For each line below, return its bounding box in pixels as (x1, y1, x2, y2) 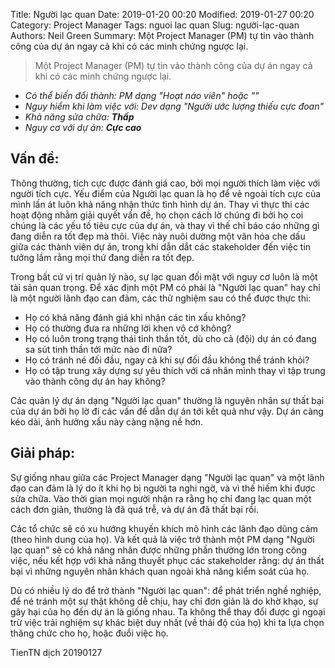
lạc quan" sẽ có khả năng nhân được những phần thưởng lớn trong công (10, 544, 307, 556)
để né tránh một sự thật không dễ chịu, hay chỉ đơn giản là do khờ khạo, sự (10, 595, 319, 607)
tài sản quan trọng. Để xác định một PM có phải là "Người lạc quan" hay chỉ (10, 281, 321, 293)
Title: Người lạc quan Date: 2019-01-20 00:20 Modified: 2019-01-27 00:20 (10, 9, 315, 20)
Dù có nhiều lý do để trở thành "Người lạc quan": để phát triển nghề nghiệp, (10, 584, 322, 596)
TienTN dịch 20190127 (10, 646, 103, 658)
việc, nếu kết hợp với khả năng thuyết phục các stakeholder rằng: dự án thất (10, 554, 325, 566)
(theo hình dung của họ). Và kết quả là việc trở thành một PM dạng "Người (10, 533, 315, 545)
